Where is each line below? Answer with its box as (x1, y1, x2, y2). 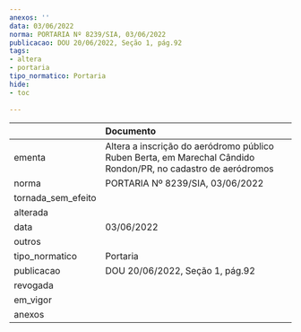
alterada (13, 206, 49, 219)
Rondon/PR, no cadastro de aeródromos (105, 162, 275, 175)
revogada (13, 279, 54, 292)
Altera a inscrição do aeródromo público (105, 140, 275, 153)
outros (13, 235, 42, 248)
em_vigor (13, 293, 52, 306)
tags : (9, 47, 30, 56)
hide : (9, 80, 30, 89)
